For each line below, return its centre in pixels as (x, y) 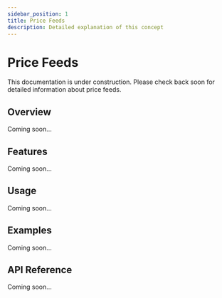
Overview (30, 112)
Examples (30, 231)
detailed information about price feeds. (64, 90)
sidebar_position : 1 (38, 14)
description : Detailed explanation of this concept (85, 27)
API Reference (40, 270)
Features (27, 151)
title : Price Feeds (36, 21)
